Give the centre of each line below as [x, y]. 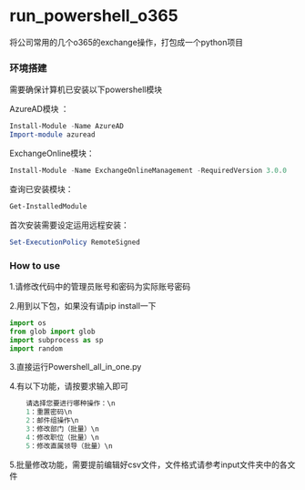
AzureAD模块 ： [40, 109]
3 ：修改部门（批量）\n [63, 429]
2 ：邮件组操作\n [52, 421]
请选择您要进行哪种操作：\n [71, 403]
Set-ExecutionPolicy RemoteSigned [75, 242]
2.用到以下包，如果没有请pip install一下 [83, 305]
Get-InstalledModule [49, 206]
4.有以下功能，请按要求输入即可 [69, 386]
